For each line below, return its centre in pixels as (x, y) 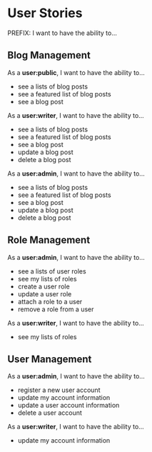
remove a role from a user (56, 309)
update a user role (45, 293)
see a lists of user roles (52, 271)
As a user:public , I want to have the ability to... (76, 72)
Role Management (49, 240)
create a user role (44, 286)
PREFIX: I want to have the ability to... (62, 33)
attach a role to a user (50, 301)
